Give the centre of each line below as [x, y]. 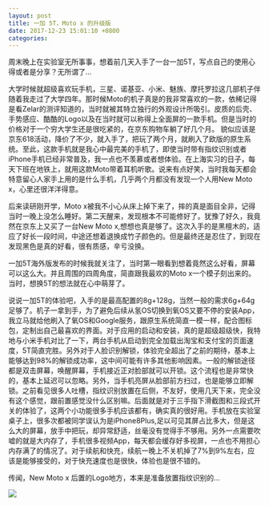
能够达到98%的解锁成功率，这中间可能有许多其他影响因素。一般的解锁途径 [132, 361]
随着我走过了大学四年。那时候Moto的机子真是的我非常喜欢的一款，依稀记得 [132, 99]
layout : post [30, 16]
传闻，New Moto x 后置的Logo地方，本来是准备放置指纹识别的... [114, 478]
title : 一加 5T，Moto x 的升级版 [60, 23]
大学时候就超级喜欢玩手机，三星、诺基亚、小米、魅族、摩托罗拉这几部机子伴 [134, 89]
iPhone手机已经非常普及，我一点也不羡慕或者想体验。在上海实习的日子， [128, 159]
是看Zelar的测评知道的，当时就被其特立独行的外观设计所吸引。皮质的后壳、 [132, 109]
